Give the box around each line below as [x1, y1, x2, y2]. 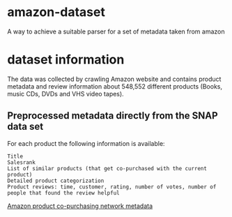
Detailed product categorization [7, 177, 105, 184]
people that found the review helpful [7, 189, 120, 196]
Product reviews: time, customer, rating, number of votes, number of [7, 183, 217, 190]
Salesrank [7, 158, 36, 166]
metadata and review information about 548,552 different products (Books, [7, 82, 223, 91]
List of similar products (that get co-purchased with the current [7, 165, 208, 172]
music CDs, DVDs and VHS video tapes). [7, 89, 124, 98]
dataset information [7, 52, 125, 68]
